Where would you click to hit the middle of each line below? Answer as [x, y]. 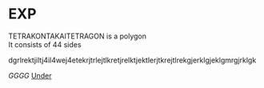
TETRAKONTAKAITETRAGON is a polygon [77, 36]
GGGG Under [30, 75]
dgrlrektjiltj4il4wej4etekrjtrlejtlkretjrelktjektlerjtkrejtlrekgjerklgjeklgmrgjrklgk [132, 60]
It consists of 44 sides [45, 44]
